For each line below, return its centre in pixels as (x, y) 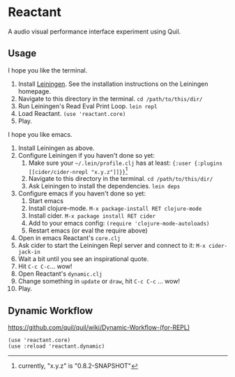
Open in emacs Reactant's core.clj (69, 238)
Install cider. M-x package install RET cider (92, 216)
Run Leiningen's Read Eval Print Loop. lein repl (88, 106)
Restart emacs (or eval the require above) (88, 230)
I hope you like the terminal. (48, 70)
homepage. (35, 91)
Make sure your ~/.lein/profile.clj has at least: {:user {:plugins (125, 163)
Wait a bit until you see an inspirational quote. (83, 259)
